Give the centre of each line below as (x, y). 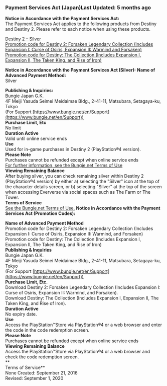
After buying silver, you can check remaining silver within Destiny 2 (74, 176)
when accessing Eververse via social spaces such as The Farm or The (78, 192)
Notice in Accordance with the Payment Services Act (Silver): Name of (80, 70)
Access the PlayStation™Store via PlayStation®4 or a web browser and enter (83, 325)
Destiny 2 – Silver (23, 39)
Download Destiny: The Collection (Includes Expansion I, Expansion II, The (82, 298)
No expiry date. (21, 314)
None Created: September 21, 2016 (41, 373)
